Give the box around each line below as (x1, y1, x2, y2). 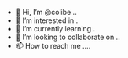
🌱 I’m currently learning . (15, 24, 96, 33)
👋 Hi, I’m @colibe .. (15, 8, 77, 16)
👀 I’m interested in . (15, 16, 79, 25)
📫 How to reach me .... (15, 42, 91, 50)
